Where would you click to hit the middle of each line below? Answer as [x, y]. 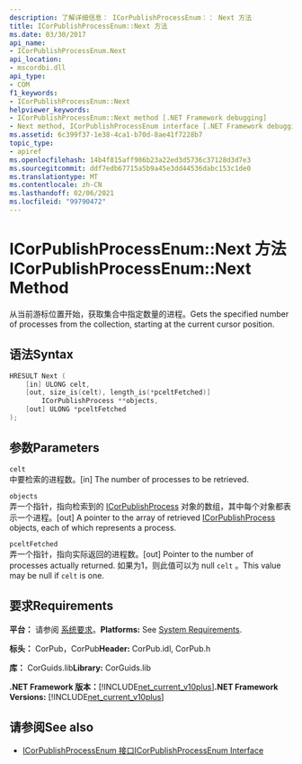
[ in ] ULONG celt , [58, 384]
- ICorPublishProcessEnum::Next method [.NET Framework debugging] [138, 118]
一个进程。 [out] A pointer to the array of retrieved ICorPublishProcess [146, 517]
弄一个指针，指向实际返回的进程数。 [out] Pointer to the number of [132, 553]
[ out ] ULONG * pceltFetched [76, 409]
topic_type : [31, 143]
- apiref [26, 151]
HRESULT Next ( [38, 376]
